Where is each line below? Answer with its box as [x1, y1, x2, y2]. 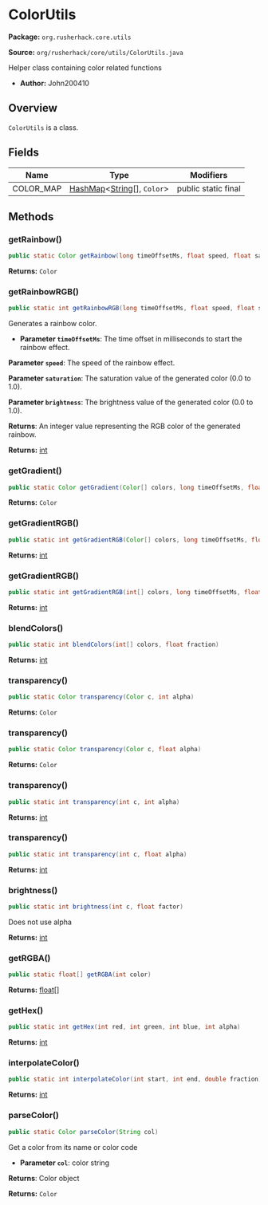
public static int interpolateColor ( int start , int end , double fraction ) [8, 1075, 262, 1084]
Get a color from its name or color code [8, 1142, 138, 1152]
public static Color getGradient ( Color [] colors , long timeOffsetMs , [8, 483, 245, 491]
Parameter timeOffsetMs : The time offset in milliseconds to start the [19, 334, 242, 344]
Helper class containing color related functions [8, 62, 162, 73]
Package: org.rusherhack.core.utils [8, 32, 132, 41]
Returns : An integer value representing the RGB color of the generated [8, 421, 241, 431]
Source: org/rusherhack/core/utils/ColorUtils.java [8, 47, 183, 57]
